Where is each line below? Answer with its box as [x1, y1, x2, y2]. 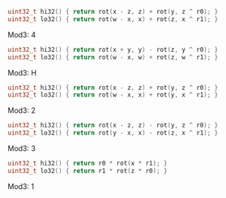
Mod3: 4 [7, 29, 36, 40]
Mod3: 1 [7, 181, 34, 191]
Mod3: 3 [7, 144, 36, 153]
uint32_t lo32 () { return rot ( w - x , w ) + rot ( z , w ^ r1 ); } [7, 53, 219, 61]
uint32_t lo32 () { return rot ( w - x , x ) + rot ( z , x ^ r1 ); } [7, 15, 219, 24]
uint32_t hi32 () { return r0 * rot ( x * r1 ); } [7, 159, 168, 167]
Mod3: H [7, 67, 37, 77]
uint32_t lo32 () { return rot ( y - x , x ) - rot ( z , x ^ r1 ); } [7, 129, 219, 137]
